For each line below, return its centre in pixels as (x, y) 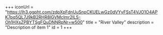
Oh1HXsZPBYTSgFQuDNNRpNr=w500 (44, 22)
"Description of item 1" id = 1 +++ (39, 27)
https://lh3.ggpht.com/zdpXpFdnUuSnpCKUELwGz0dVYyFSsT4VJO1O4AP (82, 12)
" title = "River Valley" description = (118, 22)
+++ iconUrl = (19, 7)
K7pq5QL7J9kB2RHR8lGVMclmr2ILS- (43, 17)
